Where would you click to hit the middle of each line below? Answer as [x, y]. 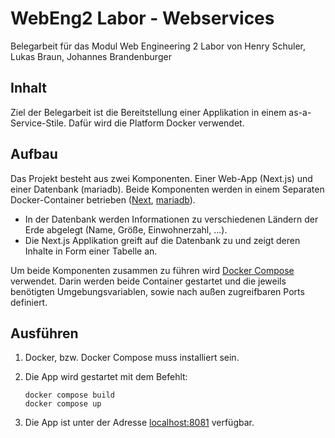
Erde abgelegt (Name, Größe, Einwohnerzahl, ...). [126, 229]
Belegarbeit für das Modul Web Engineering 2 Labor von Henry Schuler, [158, 46]
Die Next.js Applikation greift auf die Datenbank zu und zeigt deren [162, 240]
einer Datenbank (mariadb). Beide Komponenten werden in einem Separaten [167, 189]
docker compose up [63, 404]
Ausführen [44, 333]
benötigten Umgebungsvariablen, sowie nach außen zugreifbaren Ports [157, 291]
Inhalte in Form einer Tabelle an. [91, 251]
